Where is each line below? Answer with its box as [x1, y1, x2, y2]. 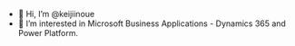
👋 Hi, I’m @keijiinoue [17, 9, 95, 19]
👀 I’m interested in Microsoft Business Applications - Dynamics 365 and [17, 18, 286, 29]
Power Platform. [17, 28, 79, 38]
